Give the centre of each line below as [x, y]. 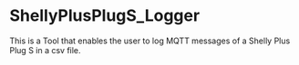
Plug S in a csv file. [45, 50]
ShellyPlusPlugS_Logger [105, 16]
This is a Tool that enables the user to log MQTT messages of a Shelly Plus [150, 41]
